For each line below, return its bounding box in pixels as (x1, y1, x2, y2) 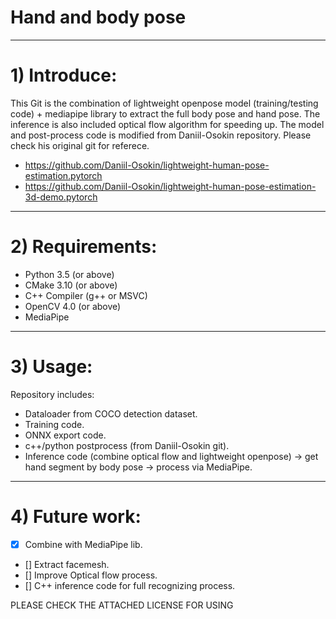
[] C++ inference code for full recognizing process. (24, 579, 236, 591)
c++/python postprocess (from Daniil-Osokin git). (24, 439, 230, 451)
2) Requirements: (10, 236, 158, 258)
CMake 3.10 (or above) (24, 279, 118, 291)
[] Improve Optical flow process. (24, 569, 158, 581)
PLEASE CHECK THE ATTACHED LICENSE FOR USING (10, 599, 234, 611)
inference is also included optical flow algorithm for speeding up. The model (10, 118, 325, 130)
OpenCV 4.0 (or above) (24, 300, 122, 312)
